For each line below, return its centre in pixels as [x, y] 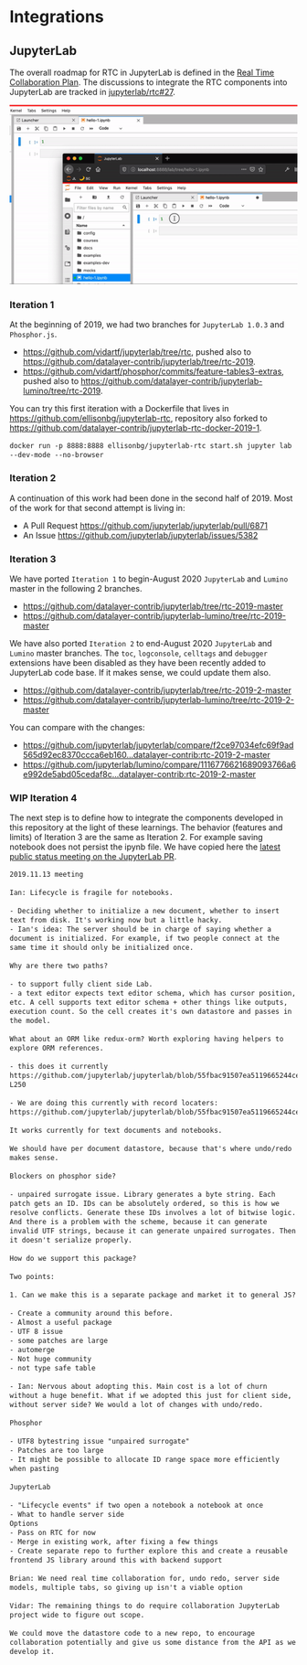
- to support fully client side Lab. [81, 985]
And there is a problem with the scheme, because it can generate [138, 1222]
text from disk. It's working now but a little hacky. [116, 921]
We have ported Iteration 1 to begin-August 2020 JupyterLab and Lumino [149, 579]
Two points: [32, 1277]
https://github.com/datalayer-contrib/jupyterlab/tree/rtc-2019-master [153, 606]
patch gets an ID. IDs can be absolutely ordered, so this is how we [145, 1204]
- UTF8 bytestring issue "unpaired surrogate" [100, 1442]
